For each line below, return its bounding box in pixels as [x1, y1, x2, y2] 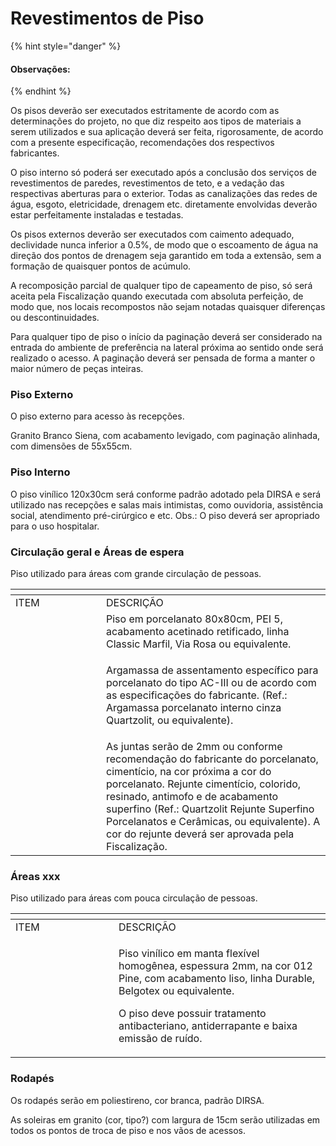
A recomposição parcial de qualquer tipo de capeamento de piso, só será [10, 280, 313, 292]
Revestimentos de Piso [10, 7, 205, 30]
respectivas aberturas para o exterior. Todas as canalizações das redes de [10, 188, 318, 200]
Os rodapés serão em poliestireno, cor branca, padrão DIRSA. [10, 1094, 265, 1106]
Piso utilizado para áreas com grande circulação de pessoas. [10, 568, 262, 580]
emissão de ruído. [118, 1032, 203, 1046]
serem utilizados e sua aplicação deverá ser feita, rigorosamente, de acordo [10, 126, 324, 138]
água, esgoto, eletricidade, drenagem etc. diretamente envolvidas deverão [10, 198, 318, 211]
